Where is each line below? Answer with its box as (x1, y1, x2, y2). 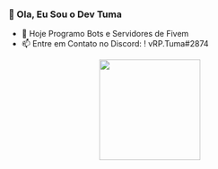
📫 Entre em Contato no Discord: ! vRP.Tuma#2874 (21, 38, 209, 49)
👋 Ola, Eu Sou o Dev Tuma (8, 8, 122, 21)
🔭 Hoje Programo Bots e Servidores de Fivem (21, 29, 189, 39)
